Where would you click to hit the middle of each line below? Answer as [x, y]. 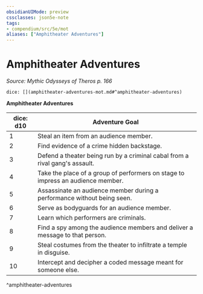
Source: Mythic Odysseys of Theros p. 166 [59, 81]
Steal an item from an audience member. [95, 136]
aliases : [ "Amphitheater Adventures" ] [55, 34]
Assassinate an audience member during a [98, 191]
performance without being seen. [85, 198]
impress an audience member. [80, 181]
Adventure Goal [116, 122]
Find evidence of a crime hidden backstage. [99, 146]
